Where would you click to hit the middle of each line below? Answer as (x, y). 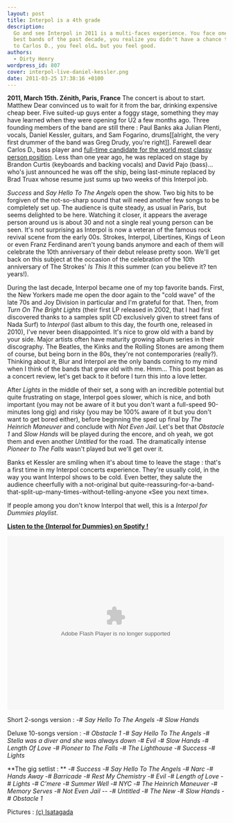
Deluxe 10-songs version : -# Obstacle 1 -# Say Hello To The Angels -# (109, 733)
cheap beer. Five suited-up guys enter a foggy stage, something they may (113, 113)
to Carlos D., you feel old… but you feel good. (85, 46)
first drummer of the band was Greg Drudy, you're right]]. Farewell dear (109, 143)
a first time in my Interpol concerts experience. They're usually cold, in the (113, 470)
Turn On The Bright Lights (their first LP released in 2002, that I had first (110, 310)
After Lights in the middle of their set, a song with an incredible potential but (115, 390)
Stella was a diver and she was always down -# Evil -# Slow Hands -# (108, 741)
